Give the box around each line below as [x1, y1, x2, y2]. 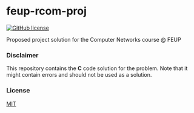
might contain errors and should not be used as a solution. [6, 71, 152, 79]
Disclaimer [6, 51, 39, 59]
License [6, 86, 30, 95]
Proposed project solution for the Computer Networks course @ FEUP [6, 36, 181, 43]
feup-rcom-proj [6, 4, 87, 18]
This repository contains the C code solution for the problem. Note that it [6, 65, 188, 72]
